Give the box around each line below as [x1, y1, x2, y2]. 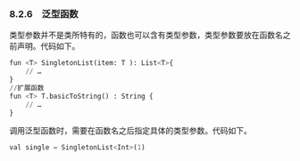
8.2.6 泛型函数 [9, 7, 79, 20]
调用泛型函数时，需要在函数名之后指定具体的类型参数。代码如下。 [9, 125, 252, 136]
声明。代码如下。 [16, 41, 80, 52]
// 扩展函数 [9, 83, 45, 93]
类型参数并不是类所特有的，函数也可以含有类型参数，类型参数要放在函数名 [9, 29, 283, 41]
